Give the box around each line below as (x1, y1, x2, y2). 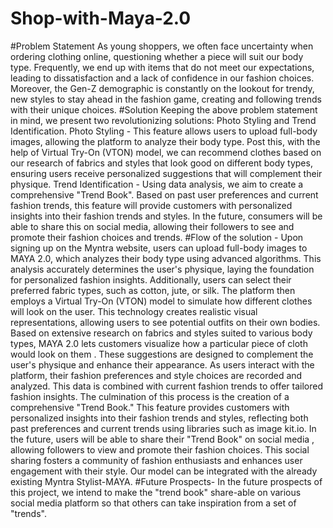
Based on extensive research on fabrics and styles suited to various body (10, 327, 313, 339)
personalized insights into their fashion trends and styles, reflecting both (10, 412, 309, 424)
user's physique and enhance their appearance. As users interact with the (10, 358, 315, 371)
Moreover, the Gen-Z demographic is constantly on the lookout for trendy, (10, 82, 315, 94)
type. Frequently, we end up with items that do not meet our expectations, (10, 61, 315, 73)
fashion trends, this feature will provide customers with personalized (10, 199, 293, 211)
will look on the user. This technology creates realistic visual (10, 305, 258, 317)
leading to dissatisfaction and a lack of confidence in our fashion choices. (10, 72, 315, 84)
